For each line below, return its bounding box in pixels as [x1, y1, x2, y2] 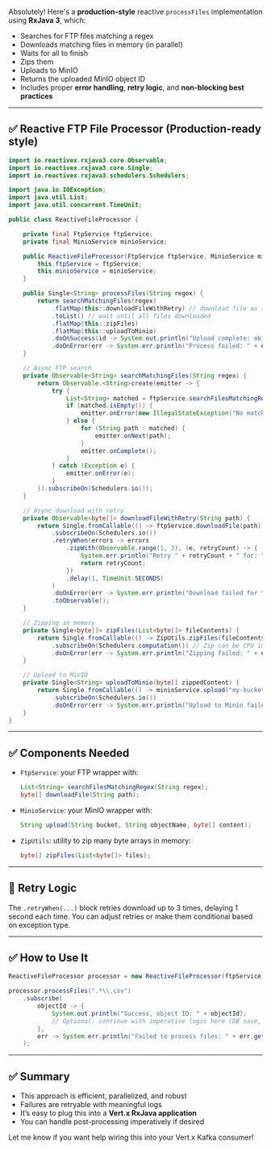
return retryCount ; [80, 559, 147, 567]
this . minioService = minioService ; [37, 267, 157, 276]
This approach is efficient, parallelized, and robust [19, 1091, 187, 1101]
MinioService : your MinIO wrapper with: [19, 805, 152, 815]
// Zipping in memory [23, 619, 95, 628]
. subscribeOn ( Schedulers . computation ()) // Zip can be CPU [51, 641, 254, 649]
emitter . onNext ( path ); [94, 432, 172, 440]
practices [19, 91, 53, 100]
